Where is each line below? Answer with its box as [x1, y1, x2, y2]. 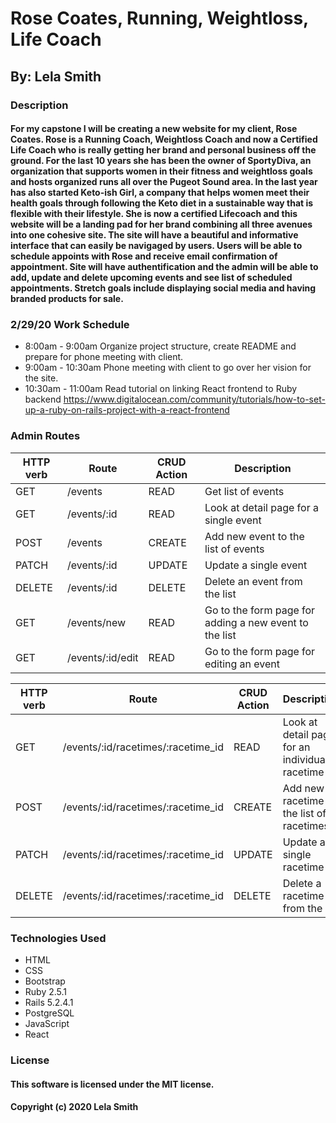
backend [24, 393, 62, 406]
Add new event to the [204, 529, 305, 543]
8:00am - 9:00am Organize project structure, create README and [24, 340, 297, 352]
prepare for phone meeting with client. [24, 351, 184, 363]
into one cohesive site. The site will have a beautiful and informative [10, 229, 299, 241]
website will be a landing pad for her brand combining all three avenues [10, 218, 313, 231]
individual [282, 752, 328, 766]
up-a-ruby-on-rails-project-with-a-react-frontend [24, 404, 230, 416]
